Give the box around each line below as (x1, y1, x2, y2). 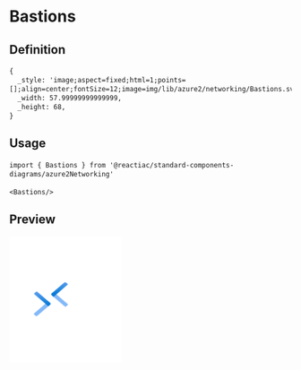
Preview (9, 212, 56, 228)
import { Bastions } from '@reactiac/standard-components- (9, 160, 235, 169)
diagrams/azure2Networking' (9, 169, 115, 178)
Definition (9, 42, 65, 57)
